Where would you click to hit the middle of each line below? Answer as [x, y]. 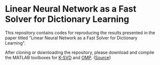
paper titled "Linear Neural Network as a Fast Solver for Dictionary [71, 38]
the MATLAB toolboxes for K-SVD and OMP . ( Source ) [58, 57]
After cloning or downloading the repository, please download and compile [80, 52]
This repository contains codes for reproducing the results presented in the [80, 32]
